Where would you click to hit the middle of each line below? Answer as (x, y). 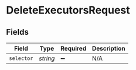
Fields (18, 32)
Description (108, 49)
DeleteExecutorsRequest (68, 10)
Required (74, 49)
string (47, 58)
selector (21, 59)
